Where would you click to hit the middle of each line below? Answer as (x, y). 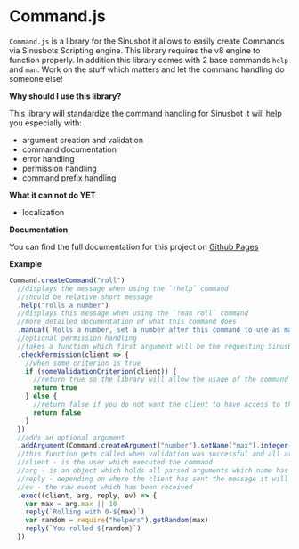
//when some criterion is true (83, 363)
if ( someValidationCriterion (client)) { (101, 371)
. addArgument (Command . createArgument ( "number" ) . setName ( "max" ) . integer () (157, 446)
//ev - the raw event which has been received (105, 487)
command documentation (69, 149)
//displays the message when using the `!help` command (123, 288)
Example (26, 263)
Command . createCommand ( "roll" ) (67, 280)
